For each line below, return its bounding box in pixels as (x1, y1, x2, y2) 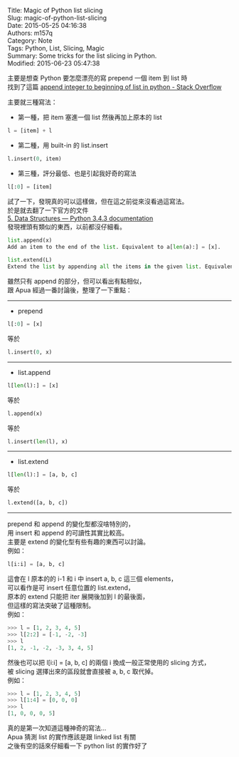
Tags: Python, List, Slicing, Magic (7, 44, 105, 52)
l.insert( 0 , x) (7, 349, 53, 356)
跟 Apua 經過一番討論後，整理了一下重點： (7, 286, 133, 294)
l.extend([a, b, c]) (7, 499, 69, 507)
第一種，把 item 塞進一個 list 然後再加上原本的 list (17, 113, 162, 121)
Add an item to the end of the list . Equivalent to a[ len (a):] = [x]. (7, 243, 221, 250)
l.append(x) (7, 410, 43, 417)
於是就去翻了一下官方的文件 (7, 206, 89, 215)
